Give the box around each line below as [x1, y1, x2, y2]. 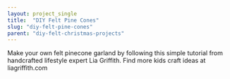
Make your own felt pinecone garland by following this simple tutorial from [7, 49, 224, 57]
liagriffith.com [7, 64, 48, 72]
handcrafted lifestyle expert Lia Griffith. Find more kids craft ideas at [7, 57, 206, 65]
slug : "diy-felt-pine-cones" [7, 23, 93, 30]
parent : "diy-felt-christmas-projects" [7, 29, 125, 37]
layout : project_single [7, 10, 78, 17]
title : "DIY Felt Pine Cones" [7, 17, 99, 24]
